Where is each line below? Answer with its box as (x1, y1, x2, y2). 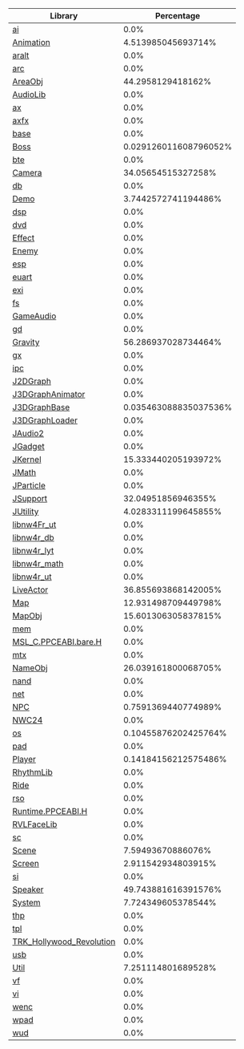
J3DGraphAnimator (12, 389, 86, 399)
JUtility (12, 506, 39, 516)
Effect (12, 233, 35, 243)
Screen (12, 858, 40, 869)
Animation (12, 37, 50, 47)
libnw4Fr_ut (12, 519, 57, 530)
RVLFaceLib (12, 819, 58, 829)
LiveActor (12, 585, 49, 595)
